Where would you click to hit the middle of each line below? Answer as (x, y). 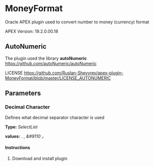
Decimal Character (27, 107)
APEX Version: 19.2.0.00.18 (32, 31)
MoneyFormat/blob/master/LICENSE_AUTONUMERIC (58, 78)
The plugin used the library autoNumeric (46, 58)
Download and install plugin (40, 158)
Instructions (18, 148)
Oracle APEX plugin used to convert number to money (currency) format (77, 22)
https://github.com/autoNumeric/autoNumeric (51, 63)
